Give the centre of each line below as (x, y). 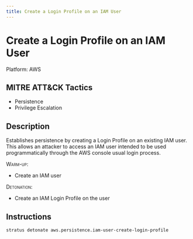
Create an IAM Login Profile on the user (62, 198)
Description (28, 126)
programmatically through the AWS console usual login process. (83, 153)
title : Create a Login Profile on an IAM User (64, 11)
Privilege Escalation (38, 108)
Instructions (29, 216)
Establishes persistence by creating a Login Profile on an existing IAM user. (96, 141)
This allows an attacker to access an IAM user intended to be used (86, 146)
